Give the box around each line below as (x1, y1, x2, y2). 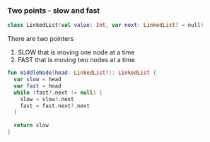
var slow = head (13, 76, 62, 83)
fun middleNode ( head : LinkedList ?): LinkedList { (7, 69, 157, 76)
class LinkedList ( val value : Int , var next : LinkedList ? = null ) (7, 22, 204, 29)
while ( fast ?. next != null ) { (13, 89, 103, 96)
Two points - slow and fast (7, 6, 100, 16)
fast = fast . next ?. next (20, 102, 91, 110)
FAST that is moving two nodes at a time (17, 56, 136, 64)
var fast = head (13, 82, 62, 90)
